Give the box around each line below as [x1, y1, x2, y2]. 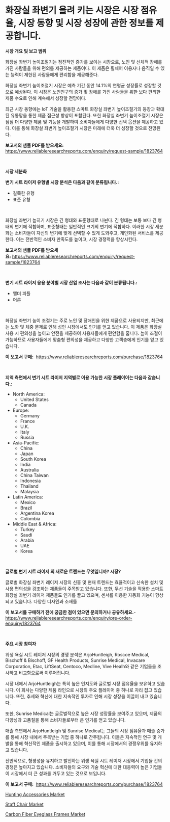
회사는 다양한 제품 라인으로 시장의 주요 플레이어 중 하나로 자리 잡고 [21, 686, 153, 693]
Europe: [12, 407, 29, 413]
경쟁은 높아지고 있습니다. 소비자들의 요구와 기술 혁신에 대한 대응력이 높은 [5, 764, 149, 770]
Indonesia [20, 478, 41, 484]
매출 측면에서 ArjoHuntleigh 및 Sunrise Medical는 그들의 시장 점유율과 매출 [5, 727, 156, 734]
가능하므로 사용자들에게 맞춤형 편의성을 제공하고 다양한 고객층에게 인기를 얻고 [5, 336, 159, 342]
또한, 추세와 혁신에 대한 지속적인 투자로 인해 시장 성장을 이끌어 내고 [16, 693, 149, 699]
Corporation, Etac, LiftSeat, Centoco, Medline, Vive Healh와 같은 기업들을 [5, 663, 156, 669]
